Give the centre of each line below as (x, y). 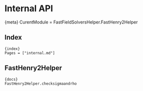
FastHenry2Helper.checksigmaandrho (41, 84)
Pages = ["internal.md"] (30, 53)
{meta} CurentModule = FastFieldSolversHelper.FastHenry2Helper (71, 22)
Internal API (29, 9)
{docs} (11, 79)
